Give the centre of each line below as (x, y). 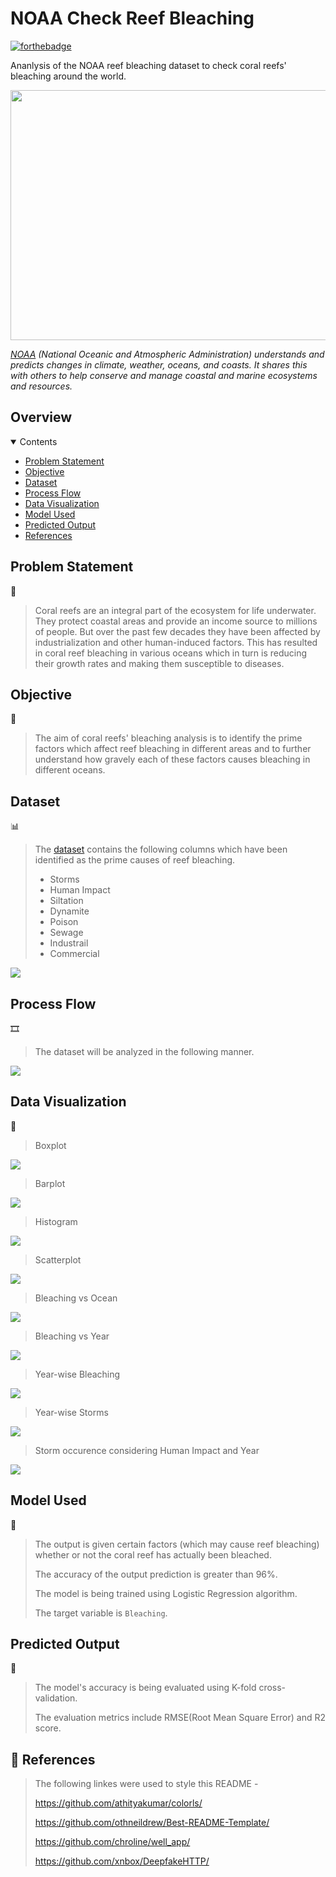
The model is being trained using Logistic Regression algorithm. (166, 1593)
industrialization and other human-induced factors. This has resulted (176, 642)
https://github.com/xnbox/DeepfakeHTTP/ (122, 1861)
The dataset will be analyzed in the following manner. (144, 1051)
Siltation (66, 901)
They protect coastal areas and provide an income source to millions (176, 621)
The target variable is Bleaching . (101, 1613)
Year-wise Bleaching (77, 1374)
